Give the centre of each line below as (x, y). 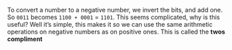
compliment (25, 39)
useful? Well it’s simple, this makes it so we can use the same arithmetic (110, 24)
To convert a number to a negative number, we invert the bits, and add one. (115, 10)
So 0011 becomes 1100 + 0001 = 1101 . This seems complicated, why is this (114, 17)
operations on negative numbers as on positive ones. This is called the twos (116, 32)
